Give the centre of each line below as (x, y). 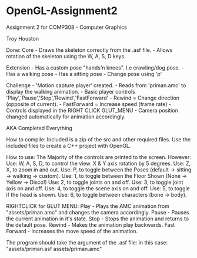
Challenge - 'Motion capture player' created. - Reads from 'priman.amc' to (96, 85)
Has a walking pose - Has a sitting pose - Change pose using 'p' (84, 74)
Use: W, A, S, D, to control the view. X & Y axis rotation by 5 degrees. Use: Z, (98, 163)
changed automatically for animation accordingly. (66, 117)
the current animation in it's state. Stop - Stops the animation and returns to (98, 219)
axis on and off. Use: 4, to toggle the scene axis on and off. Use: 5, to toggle (98, 188)
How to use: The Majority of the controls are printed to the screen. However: (98, 157)
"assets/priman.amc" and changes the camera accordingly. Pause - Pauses (98, 212)
